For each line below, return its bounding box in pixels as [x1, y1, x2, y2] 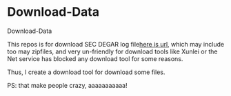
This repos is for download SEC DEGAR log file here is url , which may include [7, 40, 225, 48]
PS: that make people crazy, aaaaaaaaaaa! [7, 81, 128, 89]
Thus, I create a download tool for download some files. [7, 68, 165, 76]
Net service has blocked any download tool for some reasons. [7, 54, 183, 62]
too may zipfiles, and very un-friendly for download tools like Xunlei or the [7, 47, 218, 56]
